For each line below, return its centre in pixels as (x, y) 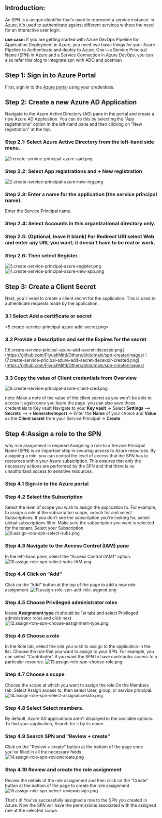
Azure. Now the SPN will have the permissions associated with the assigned (81, 805)
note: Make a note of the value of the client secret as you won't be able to (79, 398)
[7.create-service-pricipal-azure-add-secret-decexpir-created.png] (72, 360)
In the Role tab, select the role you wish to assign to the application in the (78, 646)
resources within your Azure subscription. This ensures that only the (73, 461)
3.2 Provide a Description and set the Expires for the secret (76, 339)
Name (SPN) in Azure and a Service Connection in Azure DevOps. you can (79, 55)
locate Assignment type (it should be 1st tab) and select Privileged (72, 613)
